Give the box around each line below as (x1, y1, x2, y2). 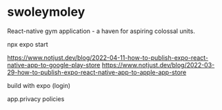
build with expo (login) (7, 81, 71, 89)
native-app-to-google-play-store (7, 60, 101, 69)
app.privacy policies (7, 94, 65, 103)
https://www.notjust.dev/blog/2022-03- (101, 60, 215, 69)
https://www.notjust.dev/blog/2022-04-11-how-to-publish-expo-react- (7, 53, 209, 62)
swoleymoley (7, 4, 85, 20)
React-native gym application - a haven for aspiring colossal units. (7, 27, 195, 35)
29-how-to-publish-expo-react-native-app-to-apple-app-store (7, 68, 187, 76)
